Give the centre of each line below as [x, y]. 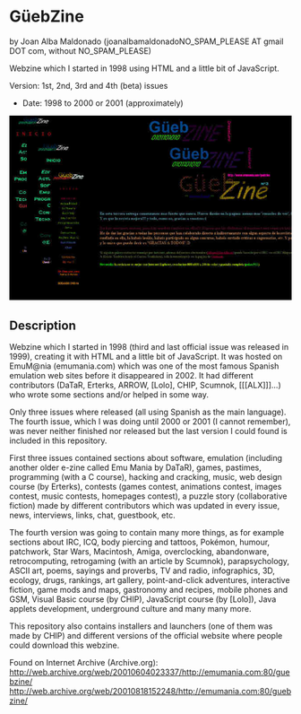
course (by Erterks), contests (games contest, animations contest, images [146, 486]
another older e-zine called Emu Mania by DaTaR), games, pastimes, [135, 467]
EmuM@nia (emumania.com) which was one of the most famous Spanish [144, 366]
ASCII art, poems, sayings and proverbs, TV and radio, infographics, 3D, [142, 570]
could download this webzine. [64, 645]
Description [43, 325]
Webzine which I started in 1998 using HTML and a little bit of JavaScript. [144, 68]
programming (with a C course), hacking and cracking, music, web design [146, 476]
